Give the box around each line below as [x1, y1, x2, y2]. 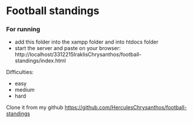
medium [14, 87, 35, 94]
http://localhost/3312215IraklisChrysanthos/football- [14, 51, 142, 58]
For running [6, 25, 40, 34]
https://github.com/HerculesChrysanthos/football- [64, 104, 187, 111]
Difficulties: [6, 69, 34, 76]
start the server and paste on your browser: [14, 45, 121, 52]
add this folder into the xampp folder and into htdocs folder [14, 38, 159, 45]
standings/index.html [14, 57, 66, 64]
